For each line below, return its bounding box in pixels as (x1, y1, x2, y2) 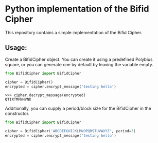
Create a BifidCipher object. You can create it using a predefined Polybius (5, 57, 153, 62)
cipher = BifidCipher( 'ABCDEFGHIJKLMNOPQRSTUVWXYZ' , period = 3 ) (5, 129, 136, 134)
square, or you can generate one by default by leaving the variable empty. (5, 61, 153, 67)
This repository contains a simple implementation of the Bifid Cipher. (5, 29, 142, 35)
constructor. (5, 111, 30, 116)
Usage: (5, 43, 28, 52)
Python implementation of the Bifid (5, 3, 149, 14)
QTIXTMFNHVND (5, 97, 32, 102)
